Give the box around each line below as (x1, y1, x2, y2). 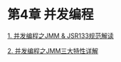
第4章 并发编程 (7, 6, 94, 23)
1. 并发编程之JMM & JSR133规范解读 (7, 31, 114, 40)
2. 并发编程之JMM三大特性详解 (7, 46, 98, 55)
